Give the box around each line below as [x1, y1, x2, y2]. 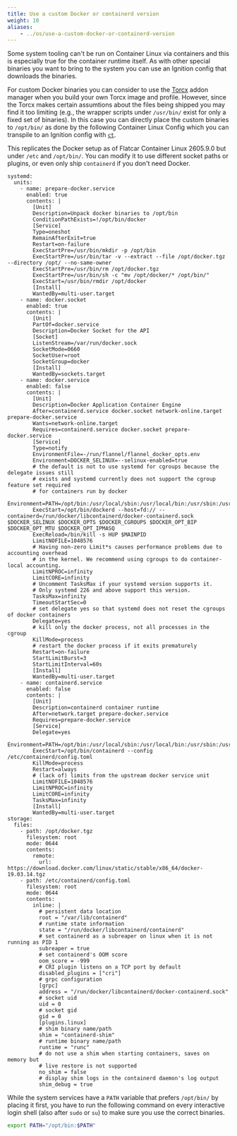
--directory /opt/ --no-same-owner [7, 259, 112, 267]
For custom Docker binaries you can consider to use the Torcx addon [7, 85, 209, 94]
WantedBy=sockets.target [32, 371, 106, 378]
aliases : [7, 23, 33, 30]
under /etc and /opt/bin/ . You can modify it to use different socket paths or [7, 152, 229, 160]
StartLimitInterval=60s [32, 661, 102, 668]
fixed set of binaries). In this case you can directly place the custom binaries [7, 116, 229, 124]
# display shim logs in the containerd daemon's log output [38, 1075, 219, 1082]
